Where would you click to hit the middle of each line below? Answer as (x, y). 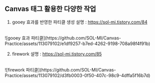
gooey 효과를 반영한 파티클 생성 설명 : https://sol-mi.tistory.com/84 (80, 22)
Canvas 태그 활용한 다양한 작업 (50, 9)
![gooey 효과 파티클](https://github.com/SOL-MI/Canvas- (63, 38)
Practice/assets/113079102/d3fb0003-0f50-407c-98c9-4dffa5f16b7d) (77, 75)
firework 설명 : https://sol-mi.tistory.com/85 (57, 53)
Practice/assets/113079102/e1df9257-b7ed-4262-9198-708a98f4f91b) (77, 43)
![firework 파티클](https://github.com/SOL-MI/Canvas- (60, 69)
